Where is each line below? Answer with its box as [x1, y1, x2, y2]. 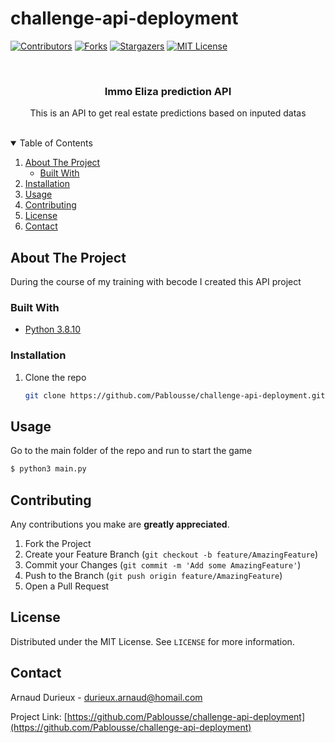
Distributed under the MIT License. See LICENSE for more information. [10, 635, 295, 647]
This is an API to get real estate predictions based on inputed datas [29, 107, 307, 119]
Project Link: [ [10, 710, 68, 722]
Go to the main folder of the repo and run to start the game [10, 445, 253, 457]
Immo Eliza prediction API [104, 84, 232, 98]
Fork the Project [24, 538, 92, 550]
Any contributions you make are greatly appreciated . [10, 518, 230, 531]
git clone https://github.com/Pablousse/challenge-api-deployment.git [24, 390, 326, 401]
